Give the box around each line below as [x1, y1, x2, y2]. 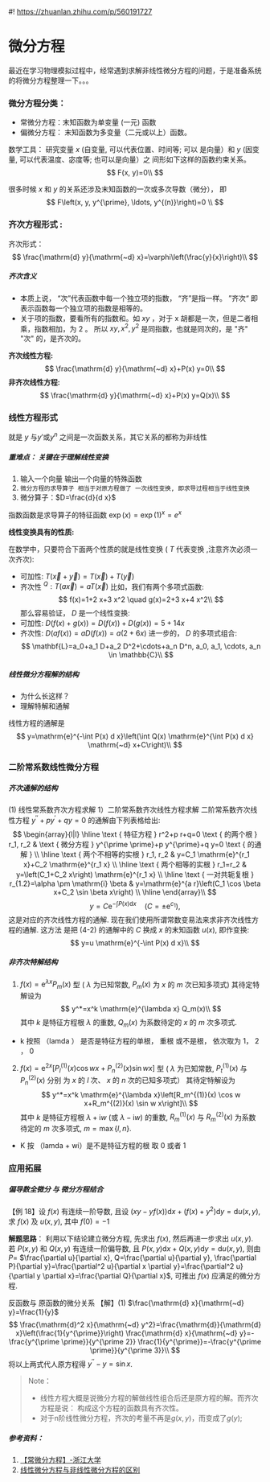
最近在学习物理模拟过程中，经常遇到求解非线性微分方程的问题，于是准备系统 [8, 65, 262, 75]
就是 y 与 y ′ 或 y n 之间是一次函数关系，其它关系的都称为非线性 [8, 430, 207, 442]
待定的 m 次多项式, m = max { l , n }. [19, 1124, 132, 1134]
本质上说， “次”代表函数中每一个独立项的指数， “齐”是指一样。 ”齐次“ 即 [19, 293, 259, 303]
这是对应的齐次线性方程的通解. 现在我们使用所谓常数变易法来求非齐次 [8, 915, 238, 924]
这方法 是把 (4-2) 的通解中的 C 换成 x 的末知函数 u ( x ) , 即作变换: [39, 924, 250, 934]
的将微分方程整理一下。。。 [8, 76, 93, 85]
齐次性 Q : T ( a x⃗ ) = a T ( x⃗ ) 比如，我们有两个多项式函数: [19, 580, 205, 591]
